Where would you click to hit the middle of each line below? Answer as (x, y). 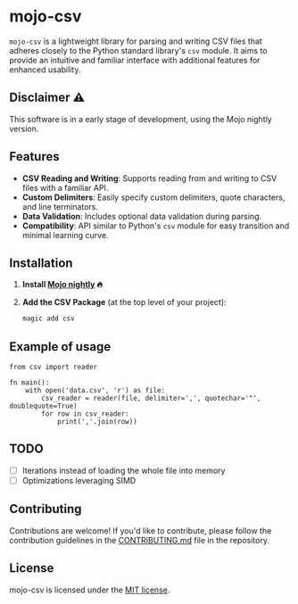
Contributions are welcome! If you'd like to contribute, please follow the (141, 530)
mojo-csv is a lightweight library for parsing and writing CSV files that (136, 41)
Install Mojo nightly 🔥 (62, 285)
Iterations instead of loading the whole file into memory (124, 470)
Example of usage (60, 347)
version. (24, 128)
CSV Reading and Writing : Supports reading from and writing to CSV (149, 178)
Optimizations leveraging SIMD (79, 480)
